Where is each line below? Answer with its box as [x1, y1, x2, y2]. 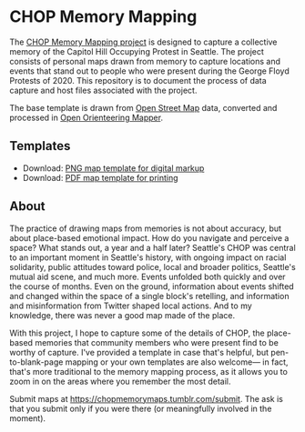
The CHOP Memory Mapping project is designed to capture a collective [9, 36, 278, 47]
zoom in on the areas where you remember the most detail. [9, 376, 231, 387]
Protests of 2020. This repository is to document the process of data [9, 75, 267, 85]
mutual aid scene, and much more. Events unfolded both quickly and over [9, 271, 286, 282]
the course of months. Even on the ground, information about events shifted [9, 280, 294, 292]
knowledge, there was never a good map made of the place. [9, 309, 235, 320]
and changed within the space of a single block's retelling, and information [9, 290, 290, 301]
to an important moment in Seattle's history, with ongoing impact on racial [9, 252, 287, 263]
